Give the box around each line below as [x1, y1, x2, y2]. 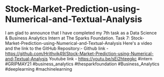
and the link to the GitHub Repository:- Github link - [5, 45, 109, 51]
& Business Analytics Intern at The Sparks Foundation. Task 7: [5, 35, 130, 41]
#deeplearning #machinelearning [5, 66, 72, 72]
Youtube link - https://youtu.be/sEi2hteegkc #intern [48, 56, 153, 61]
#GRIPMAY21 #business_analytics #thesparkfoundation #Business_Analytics [5, 61, 160, 67]
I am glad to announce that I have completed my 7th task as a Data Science [5, 30, 157, 36]
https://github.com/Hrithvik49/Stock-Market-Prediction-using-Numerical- [5, 50, 154, 57]
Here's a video [122, 40, 153, 46]
